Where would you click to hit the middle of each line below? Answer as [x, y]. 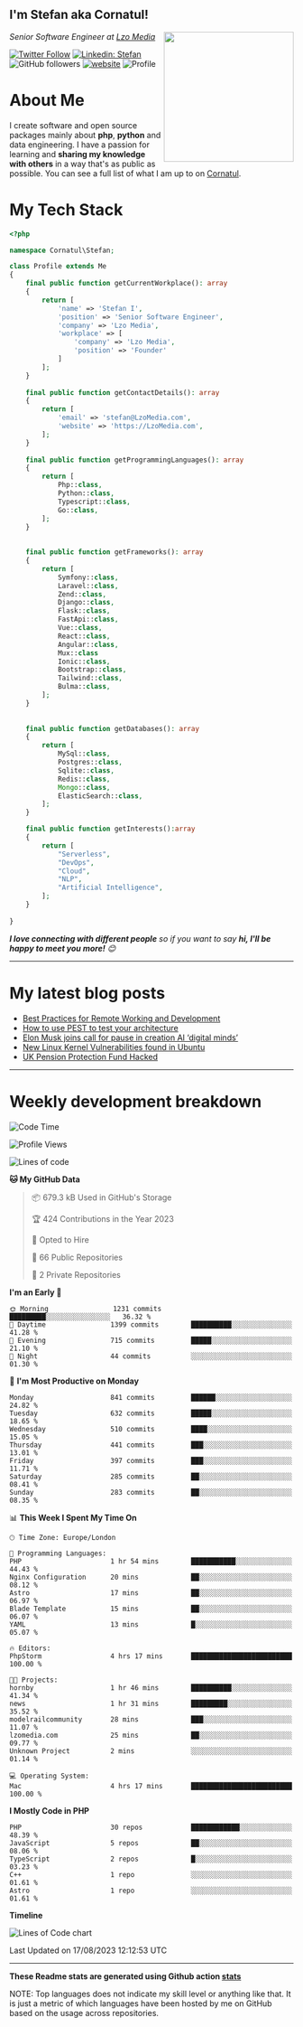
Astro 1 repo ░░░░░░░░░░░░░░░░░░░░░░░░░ [151, 1891]
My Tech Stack [66, 209]
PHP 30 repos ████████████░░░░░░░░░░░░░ [151, 1827]
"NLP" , [70, 879]
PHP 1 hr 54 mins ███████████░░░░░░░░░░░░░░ [151, 1561]
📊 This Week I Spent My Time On [73, 1517]
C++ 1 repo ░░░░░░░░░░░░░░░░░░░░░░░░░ [151, 1874]
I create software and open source [73, 125]
